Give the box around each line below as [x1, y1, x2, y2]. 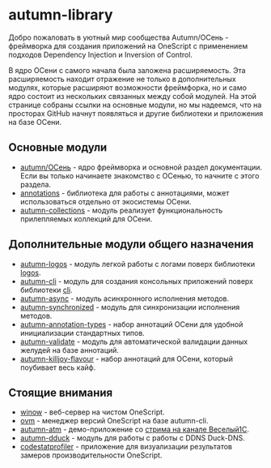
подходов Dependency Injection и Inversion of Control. [8, 49, 193, 59]
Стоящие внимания [8, 385, 113, 399]
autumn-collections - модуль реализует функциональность [19, 205, 223, 215]
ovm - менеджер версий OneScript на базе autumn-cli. [19, 416, 209, 426]
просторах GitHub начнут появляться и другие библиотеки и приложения [8, 108, 264, 118]
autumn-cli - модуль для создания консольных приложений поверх [19, 276, 253, 286]
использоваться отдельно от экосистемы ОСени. [19, 196, 192, 206]
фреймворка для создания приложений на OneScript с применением [8, 41, 248, 50]
